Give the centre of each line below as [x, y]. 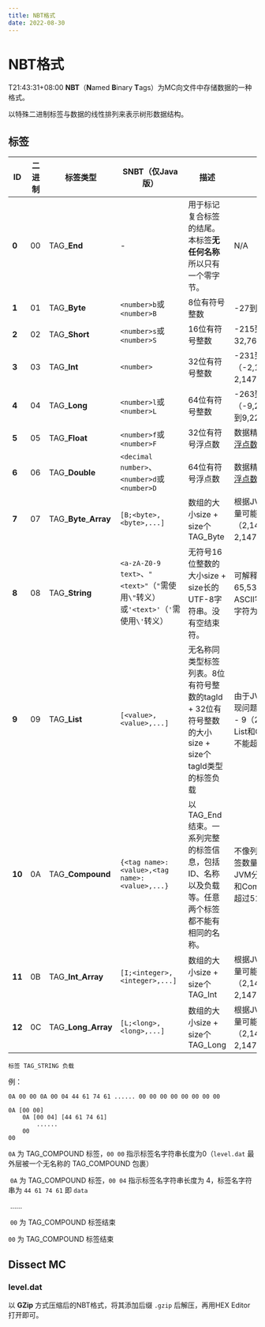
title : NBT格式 [32, 15]
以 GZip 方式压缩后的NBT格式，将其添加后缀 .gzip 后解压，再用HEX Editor [129, 1305]
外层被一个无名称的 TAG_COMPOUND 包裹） [81, 1164]
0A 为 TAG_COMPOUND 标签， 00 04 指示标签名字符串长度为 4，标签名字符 [131, 1180]
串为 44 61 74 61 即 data [48, 1190]
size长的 [203, 587]
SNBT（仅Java [151, 172]
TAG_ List [65, 719]
